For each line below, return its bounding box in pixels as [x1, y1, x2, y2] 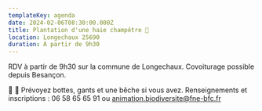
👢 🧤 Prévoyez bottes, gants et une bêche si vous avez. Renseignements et [8, 85, 248, 95]
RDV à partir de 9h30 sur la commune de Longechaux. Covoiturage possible [8, 62, 255, 71]
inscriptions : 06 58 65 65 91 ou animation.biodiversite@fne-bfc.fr [8, 94, 221, 103]
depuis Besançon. [8, 70, 67, 80]
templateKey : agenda [8, 11, 76, 20]
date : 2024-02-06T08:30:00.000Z [8, 19, 114, 27]
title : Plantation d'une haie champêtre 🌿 [8, 26, 149, 34]
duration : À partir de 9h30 [8, 41, 100, 48]
